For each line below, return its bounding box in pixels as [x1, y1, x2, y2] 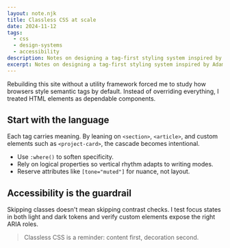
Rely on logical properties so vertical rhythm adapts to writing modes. [16, 160, 214, 169]
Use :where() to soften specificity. [16, 153, 114, 161]
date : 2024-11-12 [7, 23, 57, 29]
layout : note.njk [7, 10, 57, 17]
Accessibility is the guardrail [7, 187, 132, 199]
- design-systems [13, 42, 63, 49]
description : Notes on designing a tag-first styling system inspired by [7, 55, 222, 62]
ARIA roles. [7, 220, 39, 228]
